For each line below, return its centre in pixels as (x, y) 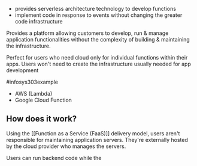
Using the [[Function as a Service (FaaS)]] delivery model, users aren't (93, 133)
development (22, 70)
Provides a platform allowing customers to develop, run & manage (87, 33)
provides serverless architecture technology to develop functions (96, 9)
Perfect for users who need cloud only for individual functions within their (97, 57)
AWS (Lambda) (34, 94)
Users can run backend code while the (54, 158)
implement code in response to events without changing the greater (99, 15)
